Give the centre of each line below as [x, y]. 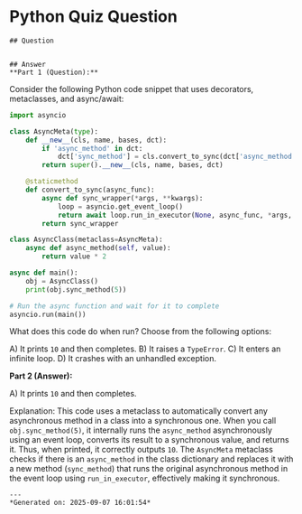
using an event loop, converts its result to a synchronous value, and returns [150, 440]
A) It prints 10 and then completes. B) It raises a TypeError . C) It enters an [145, 349]
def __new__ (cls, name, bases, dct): [96, 140]
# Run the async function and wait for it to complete [114, 306]
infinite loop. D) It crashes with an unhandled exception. [113, 359]
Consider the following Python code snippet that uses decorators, [132, 89]
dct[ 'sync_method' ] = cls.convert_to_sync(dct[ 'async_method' [177, 157]
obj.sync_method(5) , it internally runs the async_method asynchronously [141, 430]
